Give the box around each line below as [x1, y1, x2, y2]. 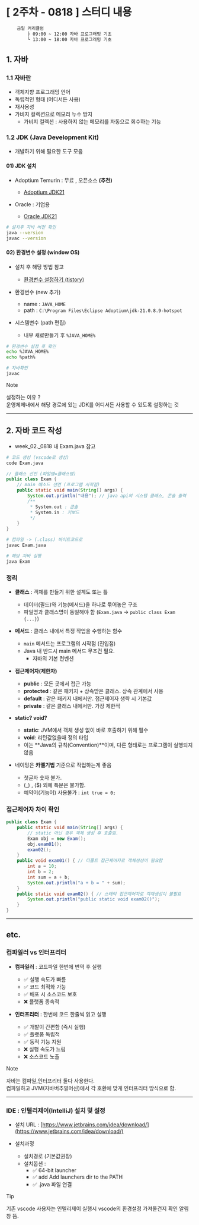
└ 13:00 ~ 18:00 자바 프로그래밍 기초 [27, 36, 112, 42]
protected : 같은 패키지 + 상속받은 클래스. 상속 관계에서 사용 [23, 687, 164, 694]
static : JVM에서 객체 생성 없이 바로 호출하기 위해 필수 [23, 726, 149, 733]
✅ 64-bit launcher [32, 1167, 77, 1174]
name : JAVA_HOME [23, 300, 66, 307]
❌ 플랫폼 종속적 [23, 998, 60, 1005]
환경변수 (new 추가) [14, 288, 61, 295]
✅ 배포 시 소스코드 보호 [23, 990, 78, 997]
